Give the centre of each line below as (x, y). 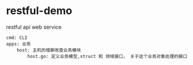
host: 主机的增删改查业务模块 (49, 50)
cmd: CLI (17, 37)
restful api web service (34, 27)
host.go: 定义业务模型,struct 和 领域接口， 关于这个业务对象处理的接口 (107, 56)
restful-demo (39, 11)
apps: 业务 (19, 44)
